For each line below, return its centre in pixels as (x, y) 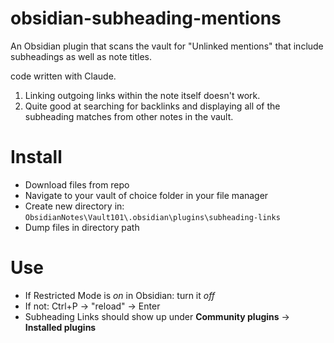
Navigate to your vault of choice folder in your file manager (146, 195)
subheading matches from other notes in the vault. (129, 116)
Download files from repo (77, 184)
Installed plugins (60, 327)
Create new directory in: (74, 206)
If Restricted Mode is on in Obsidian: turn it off (120, 295)
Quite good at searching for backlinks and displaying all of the (152, 106)
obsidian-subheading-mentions (146, 18)
